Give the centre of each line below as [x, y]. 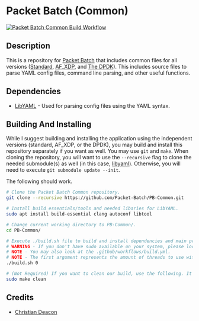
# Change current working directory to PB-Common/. [71, 224]
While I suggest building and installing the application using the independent [99, 139]
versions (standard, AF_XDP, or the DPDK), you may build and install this [94, 145]
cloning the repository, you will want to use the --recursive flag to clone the [99, 158]
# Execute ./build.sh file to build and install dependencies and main [96, 241]
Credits [20, 298]
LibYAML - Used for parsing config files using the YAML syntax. [92, 105]
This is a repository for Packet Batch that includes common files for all [92, 60]
